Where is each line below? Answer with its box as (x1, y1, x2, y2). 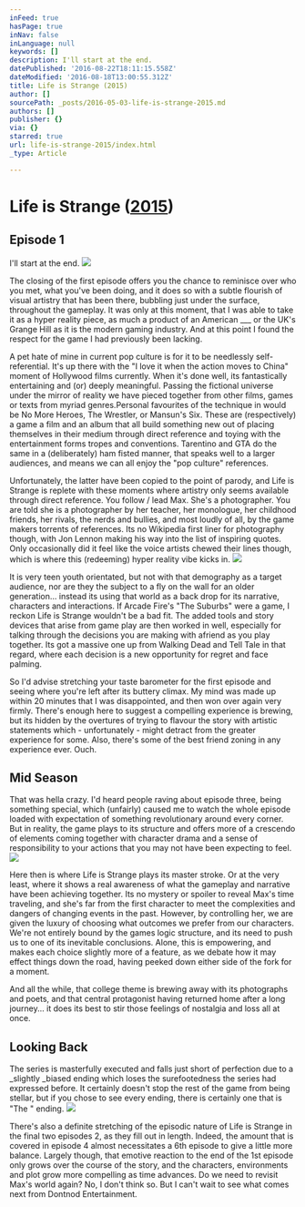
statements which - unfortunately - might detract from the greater (9, 724, 257, 735)
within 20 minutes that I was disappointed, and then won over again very (9, 695, 282, 706)
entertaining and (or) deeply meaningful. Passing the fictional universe (9, 380, 274, 391)
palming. (9, 658, 43, 670)
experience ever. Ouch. (9, 743, 97, 754)
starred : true (9, 132, 64, 141)
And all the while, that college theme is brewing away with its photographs (9, 984, 289, 995)
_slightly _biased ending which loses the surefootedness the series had (9, 1073, 277, 1084)
